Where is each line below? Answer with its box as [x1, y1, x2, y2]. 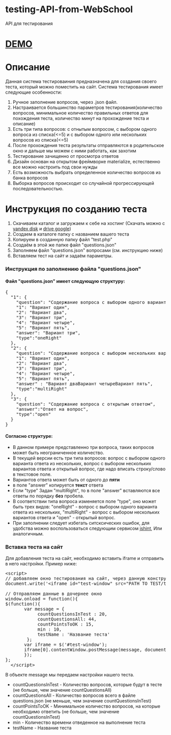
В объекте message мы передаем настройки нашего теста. [5, 671, 134, 677]
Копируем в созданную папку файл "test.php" [12, 237, 113, 242]
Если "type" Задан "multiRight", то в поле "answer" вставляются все [12, 488, 160, 494]
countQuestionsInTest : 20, [37, 611, 108, 617]
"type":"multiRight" [16, 386, 67, 392]
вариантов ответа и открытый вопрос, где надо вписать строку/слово [12, 466, 166, 472]
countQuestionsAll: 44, [37, 616, 97, 622]
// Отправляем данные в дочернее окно [5, 590, 102, 597]
